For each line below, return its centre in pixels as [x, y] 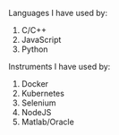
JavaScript [41, 40]
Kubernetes [42, 93]
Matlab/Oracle [48, 122]
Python [34, 49]
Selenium [38, 103]
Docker [35, 84]
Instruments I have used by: [59, 67]
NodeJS [36, 112]
